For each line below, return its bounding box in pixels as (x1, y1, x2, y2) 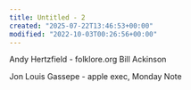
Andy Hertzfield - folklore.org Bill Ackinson (9, 54, 167, 65)
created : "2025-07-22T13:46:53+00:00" (9, 21, 154, 30)
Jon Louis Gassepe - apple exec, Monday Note (9, 71, 182, 82)
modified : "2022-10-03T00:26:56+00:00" (9, 29, 158, 38)
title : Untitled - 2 (9, 12, 87, 22)
